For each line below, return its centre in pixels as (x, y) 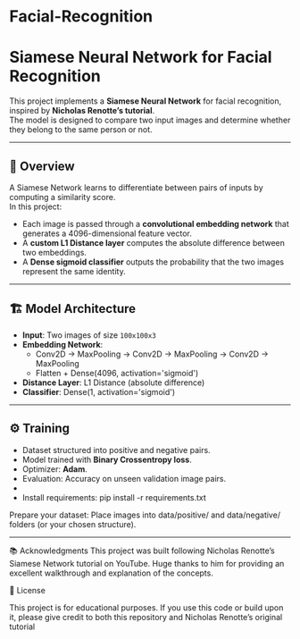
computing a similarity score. (62, 197)
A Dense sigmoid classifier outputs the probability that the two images (153, 262)
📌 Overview (42, 166)
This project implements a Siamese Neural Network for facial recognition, (146, 101)
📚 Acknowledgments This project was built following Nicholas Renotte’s (142, 551)
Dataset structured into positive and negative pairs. (117, 450)
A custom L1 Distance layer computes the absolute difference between (154, 242)
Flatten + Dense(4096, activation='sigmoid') (117, 373)
